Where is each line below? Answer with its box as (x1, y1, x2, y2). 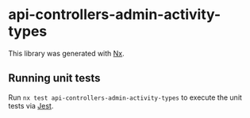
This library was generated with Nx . (8, 48, 125, 58)
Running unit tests (8, 71, 101, 85)
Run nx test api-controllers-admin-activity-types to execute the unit (8, 93, 242, 102)
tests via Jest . (8, 101, 54, 110)
